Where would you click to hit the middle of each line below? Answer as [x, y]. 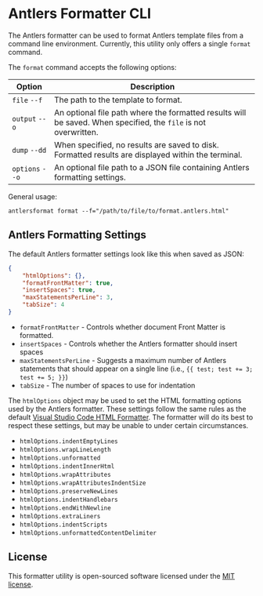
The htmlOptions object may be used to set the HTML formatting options [125, 400]
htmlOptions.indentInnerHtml [67, 466]
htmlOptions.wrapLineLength [65, 449]
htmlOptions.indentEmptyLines [69, 441]
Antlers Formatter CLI [79, 14]
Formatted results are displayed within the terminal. [148, 154]
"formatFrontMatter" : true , [68, 283]
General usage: [32, 196]
